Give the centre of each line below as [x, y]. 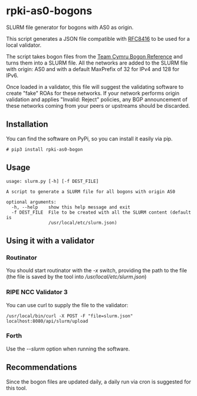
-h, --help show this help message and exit [71, 207]
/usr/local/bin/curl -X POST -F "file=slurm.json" [70, 316]
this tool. [17, 388]
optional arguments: [32, 202]
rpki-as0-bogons [49, 11]
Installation [27, 125]
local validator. [24, 45]
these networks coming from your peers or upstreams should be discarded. [98, 105]
